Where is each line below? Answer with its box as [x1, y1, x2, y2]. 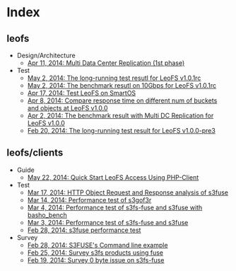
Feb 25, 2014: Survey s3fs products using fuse [27, 248, 164, 257]
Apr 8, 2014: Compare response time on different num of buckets [27, 96, 218, 105]
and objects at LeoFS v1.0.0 [27, 104, 108, 112]
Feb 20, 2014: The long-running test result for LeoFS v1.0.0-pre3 [27, 127, 216, 134]
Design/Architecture [16, 51, 76, 59]
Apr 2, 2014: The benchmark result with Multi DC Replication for [27, 111, 214, 120]
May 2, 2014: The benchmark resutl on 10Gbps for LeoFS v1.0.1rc [27, 81, 217, 89]
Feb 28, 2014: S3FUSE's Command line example [27, 241, 168, 249]
